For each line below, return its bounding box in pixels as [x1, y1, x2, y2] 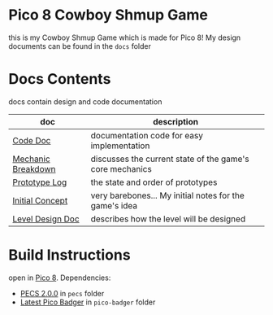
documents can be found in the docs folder [8, 41, 152, 50]
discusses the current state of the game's [90, 153, 249, 164]
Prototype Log [12, 177, 67, 188]
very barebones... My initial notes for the [90, 190, 245, 201]
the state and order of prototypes [90, 177, 218, 188]
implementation [90, 140, 150, 151]
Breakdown [12, 163, 56, 174]
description [153, 116, 199, 127]
